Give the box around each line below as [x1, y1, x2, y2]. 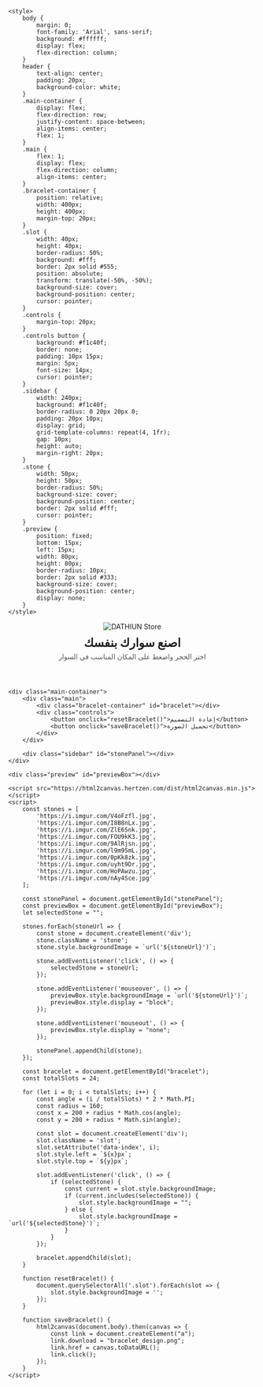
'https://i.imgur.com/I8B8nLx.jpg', [36, 819, 157, 827]
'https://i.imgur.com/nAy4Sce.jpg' [36, 874, 154, 882]
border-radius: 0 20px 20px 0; [36, 408, 139, 416]
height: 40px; [36, 242, 83, 250]
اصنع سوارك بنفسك [83, 635, 181, 650]
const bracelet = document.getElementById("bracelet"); [22, 1067, 210, 1075]
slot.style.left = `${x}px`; [36, 1150, 132, 1158]
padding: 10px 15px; [36, 353, 104, 361]
